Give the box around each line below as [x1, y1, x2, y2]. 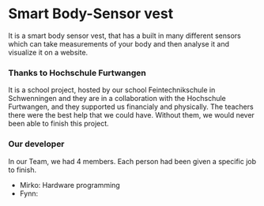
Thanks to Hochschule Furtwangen [8, 67, 146, 78]
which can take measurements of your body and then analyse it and [8, 39, 229, 48]
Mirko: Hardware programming [19, 180, 120, 189]
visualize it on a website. [8, 47, 89, 57]
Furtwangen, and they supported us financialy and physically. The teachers [8, 102, 255, 111]
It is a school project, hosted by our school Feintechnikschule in [8, 85, 216, 95]
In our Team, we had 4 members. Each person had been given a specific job [8, 156, 257, 166]
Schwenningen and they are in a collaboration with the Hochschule [8, 94, 227, 103]
